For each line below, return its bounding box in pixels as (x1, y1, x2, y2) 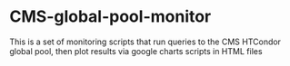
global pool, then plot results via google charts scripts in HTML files (9, 45, 263, 56)
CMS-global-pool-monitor (9, 6, 212, 27)
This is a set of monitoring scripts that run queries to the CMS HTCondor (9, 36, 282, 47)
